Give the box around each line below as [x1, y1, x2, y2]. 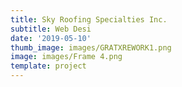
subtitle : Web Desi [10, 24, 92, 34]
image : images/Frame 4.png [10, 52, 123, 62]
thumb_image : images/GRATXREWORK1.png [10, 42, 172, 53]
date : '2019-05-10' [10, 33, 92, 43]
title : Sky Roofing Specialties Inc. [10, 14, 168, 25]
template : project [10, 61, 87, 71]
